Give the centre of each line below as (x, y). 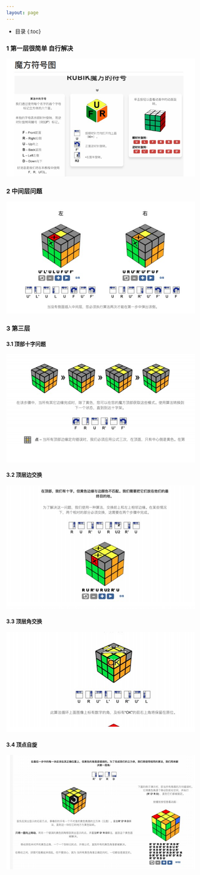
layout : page (22, 13)
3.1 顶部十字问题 (26, 344)
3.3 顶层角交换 (24, 621)
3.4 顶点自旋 (22, 744)
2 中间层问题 (24, 191)
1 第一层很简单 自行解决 (40, 48)
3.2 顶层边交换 (24, 475)
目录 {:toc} (28, 31)
